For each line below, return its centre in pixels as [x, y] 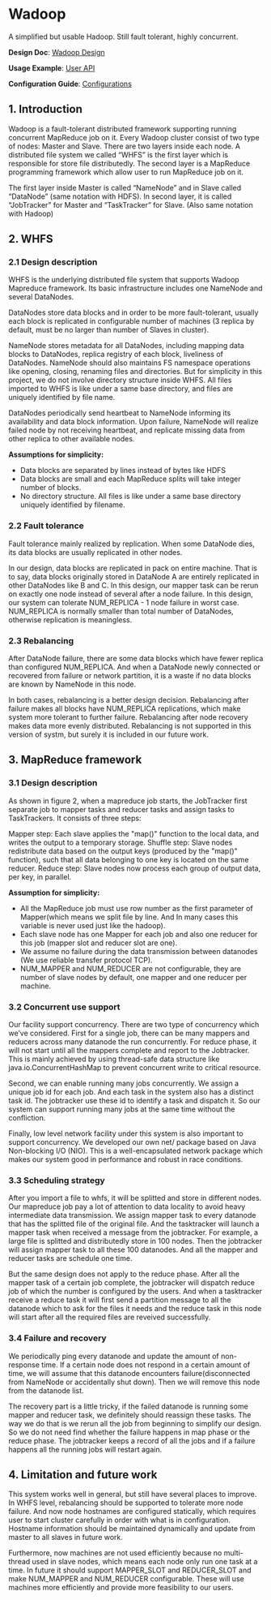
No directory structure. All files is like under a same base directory [130, 497]
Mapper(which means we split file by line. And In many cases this [129, 917]
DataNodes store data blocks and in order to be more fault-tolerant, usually [133, 312]
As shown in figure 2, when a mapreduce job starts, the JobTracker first [128, 801]
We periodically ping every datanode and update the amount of [114, 1356]
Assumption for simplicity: [54, 892]
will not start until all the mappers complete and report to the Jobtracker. [129, 1051]
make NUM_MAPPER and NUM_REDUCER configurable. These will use [126, 1579]
